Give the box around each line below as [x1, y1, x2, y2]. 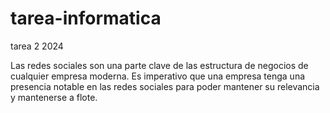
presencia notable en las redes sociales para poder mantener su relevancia [10, 80, 320, 92]
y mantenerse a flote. [10, 91, 98, 103]
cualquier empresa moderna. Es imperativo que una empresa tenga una [10, 70, 306, 82]
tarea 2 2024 [10, 40, 64, 52]
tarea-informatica [10, 7, 162, 30]
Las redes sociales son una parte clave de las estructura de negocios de [10, 59, 309, 71]
